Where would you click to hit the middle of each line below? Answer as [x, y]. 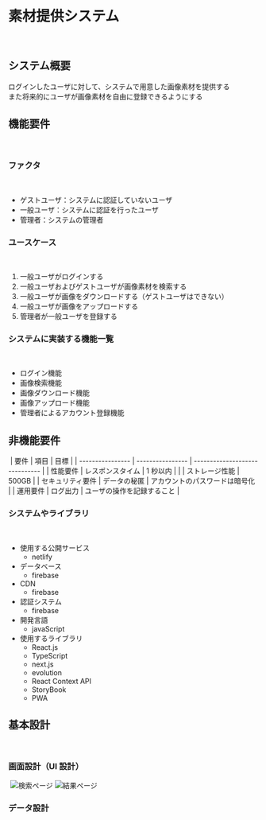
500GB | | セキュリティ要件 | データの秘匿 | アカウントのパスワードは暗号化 [132, 481]
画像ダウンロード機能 [54, 393]
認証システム [40, 601]
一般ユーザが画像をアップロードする [79, 306]
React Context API [62, 681]
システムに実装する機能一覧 [61, 339]
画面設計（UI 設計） [46, 767]
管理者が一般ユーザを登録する [68, 317]
